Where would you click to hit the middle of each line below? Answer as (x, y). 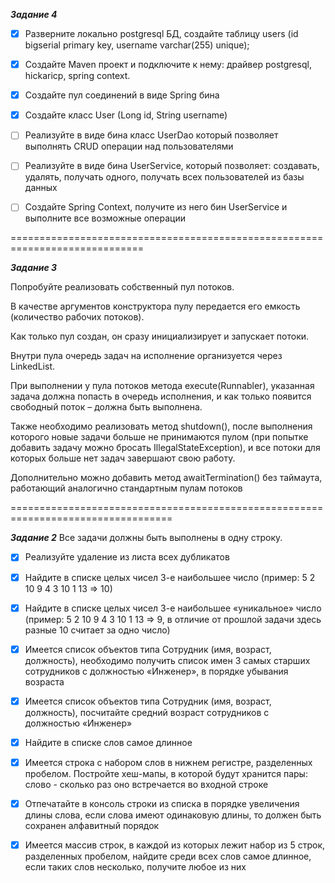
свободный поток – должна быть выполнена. (106, 407)
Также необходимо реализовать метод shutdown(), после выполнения (161, 426)
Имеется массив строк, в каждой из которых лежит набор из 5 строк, (175, 845)
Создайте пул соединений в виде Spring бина (122, 95)
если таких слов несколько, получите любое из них (135, 867)
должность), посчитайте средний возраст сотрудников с (147, 712)
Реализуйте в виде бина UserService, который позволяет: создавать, (172, 166)
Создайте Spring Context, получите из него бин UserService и (156, 207)
